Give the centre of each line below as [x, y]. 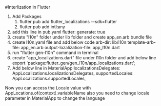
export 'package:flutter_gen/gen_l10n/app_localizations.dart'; [74, 63]
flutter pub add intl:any [42, 27]
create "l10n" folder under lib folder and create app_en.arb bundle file [82, 37]
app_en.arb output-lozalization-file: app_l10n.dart [70, 47]
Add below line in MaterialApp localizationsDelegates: [66, 68]
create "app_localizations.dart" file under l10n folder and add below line [84, 58]
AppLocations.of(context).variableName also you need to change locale [77, 93]
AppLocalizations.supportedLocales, [49, 78]
